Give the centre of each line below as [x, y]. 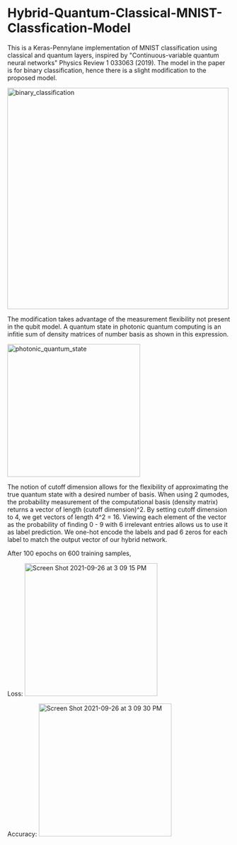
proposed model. [32, 78]
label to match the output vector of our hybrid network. [87, 539]
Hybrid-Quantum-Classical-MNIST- [115, 13]
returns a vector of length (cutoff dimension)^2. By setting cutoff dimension [117, 509]
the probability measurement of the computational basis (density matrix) [113, 501]
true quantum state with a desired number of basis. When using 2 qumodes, [118, 494]
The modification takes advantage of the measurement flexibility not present [119, 319]
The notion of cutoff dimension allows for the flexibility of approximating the [118, 487]
